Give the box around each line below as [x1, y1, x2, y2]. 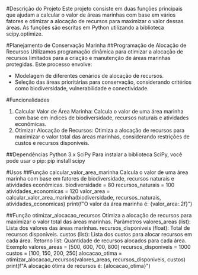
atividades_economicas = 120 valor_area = [6, 188, 110, 195]
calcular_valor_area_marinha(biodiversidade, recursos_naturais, [6, 194, 161, 201]
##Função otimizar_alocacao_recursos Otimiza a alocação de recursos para [6, 212, 192, 219]
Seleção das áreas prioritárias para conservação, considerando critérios [14, 78, 191, 86]
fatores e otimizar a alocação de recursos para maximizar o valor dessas [6, 18, 184, 24]
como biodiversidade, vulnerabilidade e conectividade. [14, 85, 149, 91]
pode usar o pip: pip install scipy [6, 157, 85, 164]
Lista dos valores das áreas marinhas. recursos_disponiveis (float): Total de [6, 225, 190, 231]
